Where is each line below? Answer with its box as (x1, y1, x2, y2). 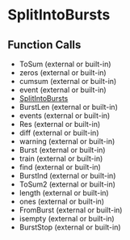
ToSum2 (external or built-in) (19, 179, 116, 189)
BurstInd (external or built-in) (19, 171, 116, 180)
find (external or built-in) (19, 162, 102, 171)
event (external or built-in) (19, 85, 107, 95)
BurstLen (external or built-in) (19, 103, 118, 112)
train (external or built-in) (19, 154, 103, 163)
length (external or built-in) (19, 188, 110, 197)
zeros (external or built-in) (19, 68, 107, 78)
